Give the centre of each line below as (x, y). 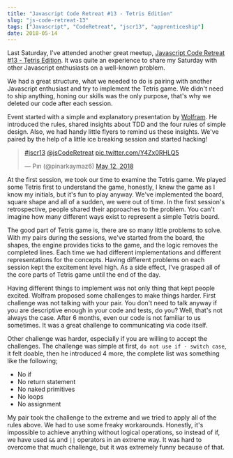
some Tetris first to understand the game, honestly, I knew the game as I (111, 187)
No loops (30, 397)
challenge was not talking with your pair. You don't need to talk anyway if (112, 303)
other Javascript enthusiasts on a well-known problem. (86, 68)
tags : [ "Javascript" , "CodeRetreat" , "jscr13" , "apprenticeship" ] (106, 26)
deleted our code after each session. (60, 104)
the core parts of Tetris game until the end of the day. (84, 275)
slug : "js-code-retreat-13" (48, 20)
